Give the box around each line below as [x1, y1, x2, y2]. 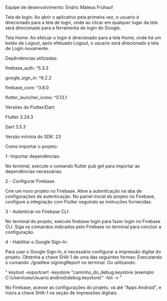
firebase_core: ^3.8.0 [5, 84, 49, 91]
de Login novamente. [5, 46, 50, 51]
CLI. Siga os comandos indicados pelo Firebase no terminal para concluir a [5, 224, 161, 230]
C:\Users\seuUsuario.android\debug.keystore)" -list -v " [5, 275, 122, 280]
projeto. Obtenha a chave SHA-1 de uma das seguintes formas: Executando [5, 254, 162, 260]
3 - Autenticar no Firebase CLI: [5, 208, 70, 214]
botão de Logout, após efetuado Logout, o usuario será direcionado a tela [5, 40, 159, 46]
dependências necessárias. [5, 168, 63, 174]
